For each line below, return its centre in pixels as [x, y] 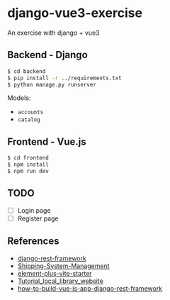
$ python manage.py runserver [52, 84]
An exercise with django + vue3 [53, 33]
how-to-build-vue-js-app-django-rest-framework [90, 288]
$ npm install [28, 165]
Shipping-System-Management [63, 266]
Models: [19, 98]
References [33, 241]
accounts [30, 112]
